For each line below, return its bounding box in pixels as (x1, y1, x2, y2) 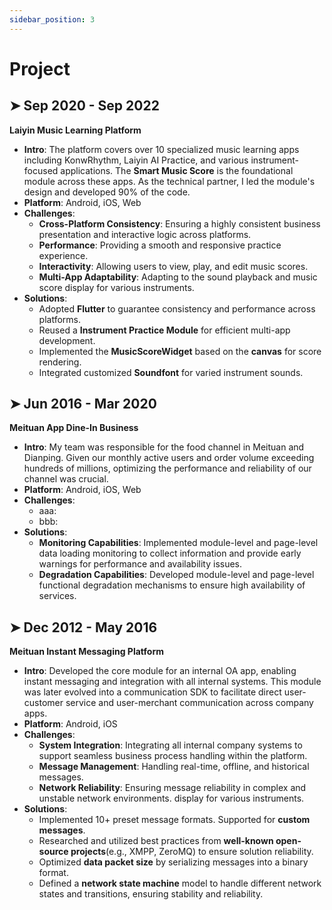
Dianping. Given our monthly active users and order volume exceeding (23, 452, 315, 464)
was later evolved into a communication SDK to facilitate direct (23, 686, 282, 698)
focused (23, 164, 59, 176)
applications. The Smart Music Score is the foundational (60, 164, 294, 176)
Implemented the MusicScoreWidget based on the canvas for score (38, 345, 322, 357)
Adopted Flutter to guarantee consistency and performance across (38, 302, 316, 315)
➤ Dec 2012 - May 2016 (9, 619, 158, 636)
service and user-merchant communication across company (65, 697, 314, 709)
